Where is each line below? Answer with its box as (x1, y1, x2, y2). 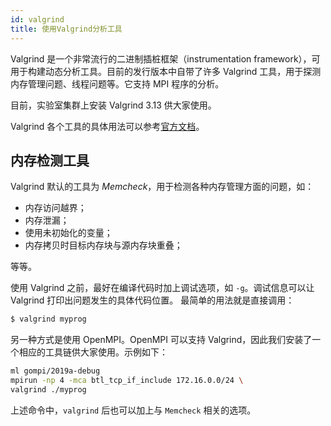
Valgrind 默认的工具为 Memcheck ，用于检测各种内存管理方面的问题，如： (10, 181, 315, 193)
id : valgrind (10, 14, 65, 25)
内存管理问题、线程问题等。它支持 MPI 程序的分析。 (10, 77, 225, 90)
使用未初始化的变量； (24, 227, 113, 239)
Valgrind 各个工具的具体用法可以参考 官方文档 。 (10, 120, 205, 132)
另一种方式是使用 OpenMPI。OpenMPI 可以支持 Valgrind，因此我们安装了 (10, 334, 313, 346)
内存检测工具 (10, 152, 90, 169)
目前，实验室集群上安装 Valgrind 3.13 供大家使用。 (10, 99, 217, 111)
